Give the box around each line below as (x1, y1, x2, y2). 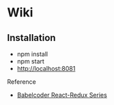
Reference (7, 78, 36, 86)
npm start (16, 57, 44, 65)
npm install (16, 50, 48, 58)
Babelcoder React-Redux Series (16, 91, 107, 99)
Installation (7, 32, 56, 44)
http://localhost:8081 (16, 65, 76, 72)
